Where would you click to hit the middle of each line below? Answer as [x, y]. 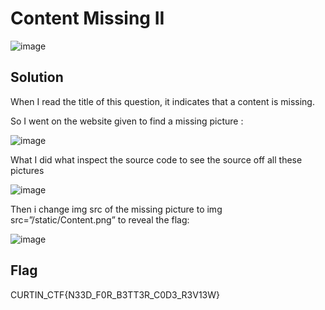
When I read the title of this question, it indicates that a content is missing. [162, 101]
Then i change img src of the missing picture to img [116, 209]
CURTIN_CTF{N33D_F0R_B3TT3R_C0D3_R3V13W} [115, 294]
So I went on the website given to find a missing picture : [127, 121]
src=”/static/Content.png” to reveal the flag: [100, 219]
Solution [37, 77]
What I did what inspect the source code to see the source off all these [156, 159]
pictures [27, 170]
